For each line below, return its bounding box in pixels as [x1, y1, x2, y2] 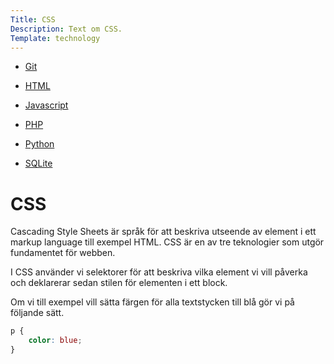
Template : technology [10, 33, 101, 43]
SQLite [24, 157, 53, 170]
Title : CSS [10, 14, 56, 25]
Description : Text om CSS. [10, 24, 123, 34]
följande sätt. [10, 307, 65, 319]
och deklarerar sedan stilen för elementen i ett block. [10, 277, 228, 289]
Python [24, 138, 55, 150]
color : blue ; [28, 336, 83, 346]
